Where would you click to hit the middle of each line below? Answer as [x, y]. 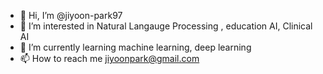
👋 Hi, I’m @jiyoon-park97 [71, 15]
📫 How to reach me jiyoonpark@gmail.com [109, 58]
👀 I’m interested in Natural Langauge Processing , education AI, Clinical [166, 26]
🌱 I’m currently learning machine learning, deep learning [135, 47]
